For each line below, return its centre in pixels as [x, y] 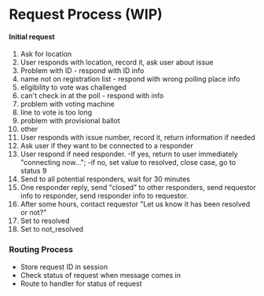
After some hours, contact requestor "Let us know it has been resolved [135, 204]
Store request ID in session [64, 267]
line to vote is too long [56, 112]
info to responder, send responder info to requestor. [104, 196]
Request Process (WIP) [86, 15]
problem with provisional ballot [70, 121]
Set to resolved [45, 221]
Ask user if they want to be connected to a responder [106, 146]
